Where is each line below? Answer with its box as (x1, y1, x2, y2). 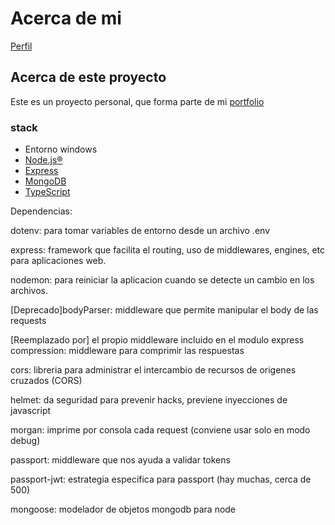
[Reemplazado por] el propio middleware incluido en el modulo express (10, 334, 305, 346)
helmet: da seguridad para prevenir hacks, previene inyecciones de (10, 394, 288, 406)
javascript (10, 405, 52, 417)
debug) (10, 435, 41, 447)
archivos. (10, 285, 48, 297)
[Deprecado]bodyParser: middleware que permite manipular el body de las (10, 304, 319, 316)
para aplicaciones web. (10, 255, 107, 267)
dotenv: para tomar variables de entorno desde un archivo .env (10, 225, 271, 237)
